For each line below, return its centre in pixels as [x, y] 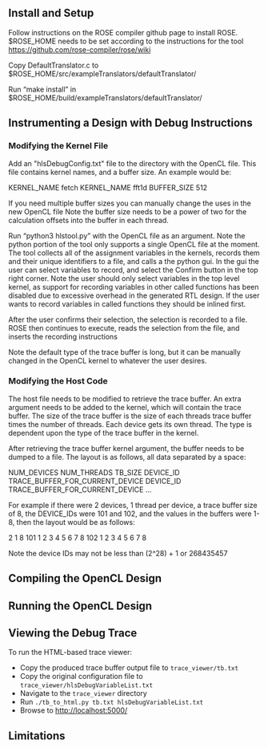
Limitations [37, 736]
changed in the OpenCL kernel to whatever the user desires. [108, 360]
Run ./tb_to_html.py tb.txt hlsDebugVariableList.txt [112, 702]
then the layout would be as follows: [76, 522]
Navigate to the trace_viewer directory [84, 693]
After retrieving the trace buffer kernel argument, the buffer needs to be [126, 448]
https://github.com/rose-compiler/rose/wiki [80, 49]
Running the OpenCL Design [80, 606]
